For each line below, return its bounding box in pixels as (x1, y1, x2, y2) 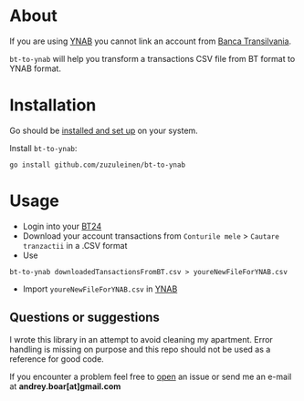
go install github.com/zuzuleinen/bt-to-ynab (9, 160, 185, 170)
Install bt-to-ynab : (9, 142, 78, 153)
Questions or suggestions (9, 310, 160, 325)
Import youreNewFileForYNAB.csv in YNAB (22, 283, 178, 294)
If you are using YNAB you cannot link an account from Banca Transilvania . (9, 36, 292, 46)
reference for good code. (9, 353, 105, 365)
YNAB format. (9, 63, 62, 74)
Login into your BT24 (22, 221, 102, 231)
